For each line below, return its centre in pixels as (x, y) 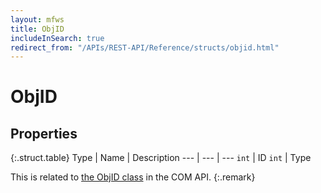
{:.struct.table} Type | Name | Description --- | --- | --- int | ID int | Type (161, 158)
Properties (44, 133)
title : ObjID (37, 29)
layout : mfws (37, 19)
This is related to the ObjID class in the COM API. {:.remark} (133, 177)
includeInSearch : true (57, 38)
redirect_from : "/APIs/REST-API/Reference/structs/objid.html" (145, 47)
